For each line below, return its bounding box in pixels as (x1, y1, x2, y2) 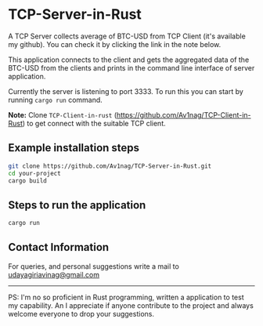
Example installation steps (8, 141, 139, 154)
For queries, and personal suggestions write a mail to (8, 261, 180, 271)
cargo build (8, 176, 47, 185)
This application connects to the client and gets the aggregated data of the (8, 55, 250, 64)
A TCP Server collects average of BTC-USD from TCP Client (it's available (8, 31, 247, 41)
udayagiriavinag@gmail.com (8, 270, 100, 279)
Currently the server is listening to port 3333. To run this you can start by (8, 86, 244, 96)
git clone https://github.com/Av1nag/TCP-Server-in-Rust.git (8, 162, 212, 170)
